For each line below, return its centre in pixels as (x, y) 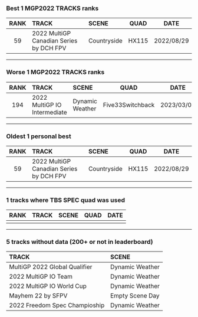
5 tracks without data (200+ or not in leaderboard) (80, 242)
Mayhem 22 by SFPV (38, 296)
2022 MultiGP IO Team (41, 277)
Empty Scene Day (135, 296)
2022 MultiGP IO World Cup (48, 286)
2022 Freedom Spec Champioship (57, 305)
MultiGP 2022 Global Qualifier (51, 267)
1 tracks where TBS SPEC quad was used (66, 200)
